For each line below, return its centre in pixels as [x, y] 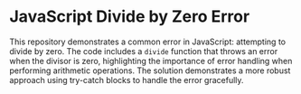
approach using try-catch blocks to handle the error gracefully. [127, 80]
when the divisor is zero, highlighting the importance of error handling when [151, 61]
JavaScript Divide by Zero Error [130, 17]
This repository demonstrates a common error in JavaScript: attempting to [148, 42]
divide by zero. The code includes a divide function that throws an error [144, 51]
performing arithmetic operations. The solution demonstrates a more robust [150, 70]
